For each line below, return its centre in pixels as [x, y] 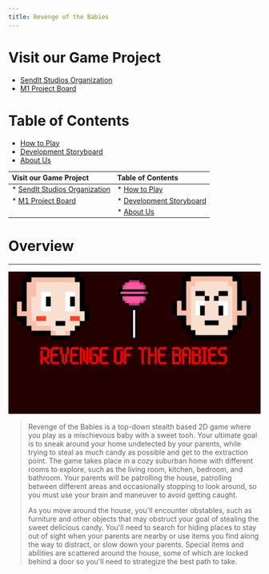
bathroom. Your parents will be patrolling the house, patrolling [130, 478]
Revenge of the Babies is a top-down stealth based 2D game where [139, 426]
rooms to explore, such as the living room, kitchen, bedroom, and [135, 469]
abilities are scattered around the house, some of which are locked [138, 552]
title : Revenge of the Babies [59, 17]
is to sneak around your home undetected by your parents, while [134, 443]
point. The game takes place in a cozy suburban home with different [141, 460]
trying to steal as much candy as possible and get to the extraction [138, 452]
